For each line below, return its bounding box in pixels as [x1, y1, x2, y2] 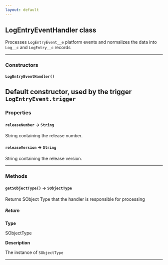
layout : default [5, 7, 39, 13]
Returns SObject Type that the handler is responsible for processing [5, 196, 145, 202]
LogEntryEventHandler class [5, 26, 96, 35]
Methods [5, 172, 27, 179]
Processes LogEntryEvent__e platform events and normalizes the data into [5, 39, 157, 45]
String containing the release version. [5, 155, 82, 161]
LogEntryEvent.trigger [5, 96, 76, 103]
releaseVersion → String [5, 144, 56, 150]
